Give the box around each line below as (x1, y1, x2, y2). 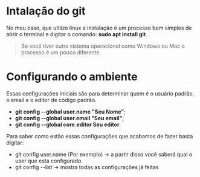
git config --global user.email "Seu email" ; (15, 114, 124, 121)
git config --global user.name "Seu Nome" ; (15, 108, 126, 115)
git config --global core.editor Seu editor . (15, 121, 121, 128)
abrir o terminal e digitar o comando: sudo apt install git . (6, 30, 147, 37)
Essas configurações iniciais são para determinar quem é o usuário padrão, (6, 89, 195, 97)
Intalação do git (6, 4, 86, 18)
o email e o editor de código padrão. (6, 96, 97, 103)
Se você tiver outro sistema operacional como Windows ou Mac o (21, 42, 185, 50)
